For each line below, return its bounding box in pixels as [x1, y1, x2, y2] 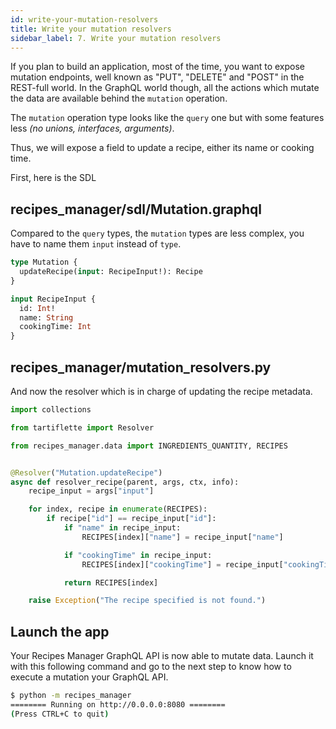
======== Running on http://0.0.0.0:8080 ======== [10, 699, 226, 710]
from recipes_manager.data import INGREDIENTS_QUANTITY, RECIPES [10, 441, 288, 451]
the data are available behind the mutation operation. [10, 92, 228, 105]
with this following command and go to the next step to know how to [10, 661, 292, 673]
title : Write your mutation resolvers [10, 24, 172, 34]
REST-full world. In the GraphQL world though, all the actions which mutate [10, 82, 320, 94]
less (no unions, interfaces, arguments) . [10, 122, 175, 135]
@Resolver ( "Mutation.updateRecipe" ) [10, 467, 163, 478]
